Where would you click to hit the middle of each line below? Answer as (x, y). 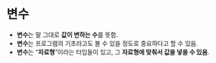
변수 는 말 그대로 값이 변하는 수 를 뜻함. (67, 35)
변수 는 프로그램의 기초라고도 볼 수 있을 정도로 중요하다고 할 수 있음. (107, 43)
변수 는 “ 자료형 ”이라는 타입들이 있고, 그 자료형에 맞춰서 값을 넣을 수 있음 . (113, 52)
